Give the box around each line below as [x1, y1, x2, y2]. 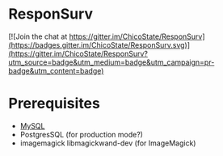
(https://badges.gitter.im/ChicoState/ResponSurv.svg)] [8, 40, 191, 49]
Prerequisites [8, 95, 101, 113]
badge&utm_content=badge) [8, 65, 104, 75]
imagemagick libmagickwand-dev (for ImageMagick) [19, 138, 196, 148]
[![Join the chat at [8, 32, 68, 41]
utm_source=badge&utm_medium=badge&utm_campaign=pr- [8, 57, 215, 67]
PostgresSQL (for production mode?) [19, 129, 144, 139]
